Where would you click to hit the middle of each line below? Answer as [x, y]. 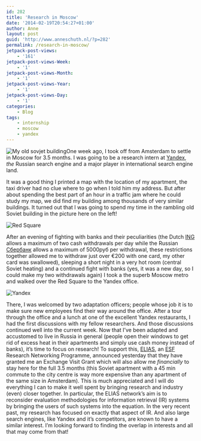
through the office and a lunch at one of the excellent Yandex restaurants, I [98, 317]
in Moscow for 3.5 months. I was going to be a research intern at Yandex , [96, 157]
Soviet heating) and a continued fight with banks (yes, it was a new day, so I [100, 268]
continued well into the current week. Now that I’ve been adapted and [92, 330]
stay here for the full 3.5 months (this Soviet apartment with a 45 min [91, 368]
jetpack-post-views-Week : [38, 62]
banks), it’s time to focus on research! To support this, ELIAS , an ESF [91, 349]
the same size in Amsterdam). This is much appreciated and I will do [90, 381]
